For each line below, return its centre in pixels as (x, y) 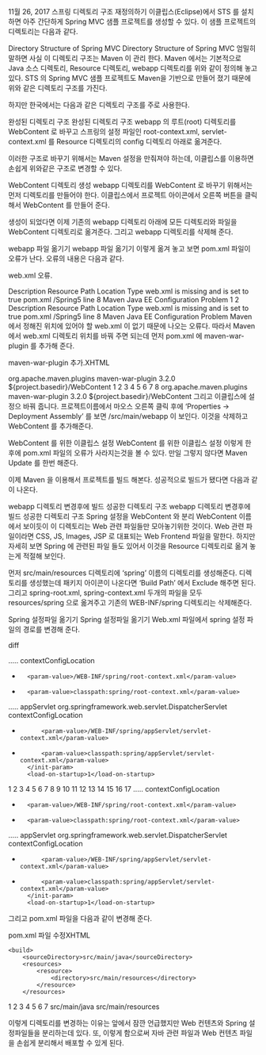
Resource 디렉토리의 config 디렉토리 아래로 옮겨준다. (139, 142)
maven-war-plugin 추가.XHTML (59, 363)
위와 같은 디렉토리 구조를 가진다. (58, 88)
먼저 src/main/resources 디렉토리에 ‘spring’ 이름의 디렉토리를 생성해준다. (123, 573)
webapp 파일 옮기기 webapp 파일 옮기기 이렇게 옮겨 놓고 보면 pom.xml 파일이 (129, 249)
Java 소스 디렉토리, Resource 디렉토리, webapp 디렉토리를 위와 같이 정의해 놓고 (133, 68)
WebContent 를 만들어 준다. (66, 205)
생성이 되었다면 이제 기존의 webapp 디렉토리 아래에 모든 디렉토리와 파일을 (123, 222)
